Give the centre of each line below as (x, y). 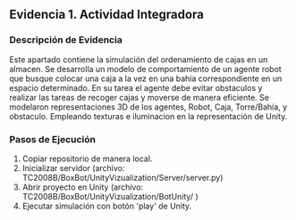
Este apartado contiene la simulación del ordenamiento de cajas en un (139, 59)
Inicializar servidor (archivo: (73, 167)
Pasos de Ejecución (53, 139)
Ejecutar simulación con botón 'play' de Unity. (107, 206)
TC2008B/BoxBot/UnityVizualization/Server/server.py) (123, 177)
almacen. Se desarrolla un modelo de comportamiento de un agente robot (145, 69)
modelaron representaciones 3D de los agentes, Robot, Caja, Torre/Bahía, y (148, 107)
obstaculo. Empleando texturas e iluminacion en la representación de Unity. (148, 116)
